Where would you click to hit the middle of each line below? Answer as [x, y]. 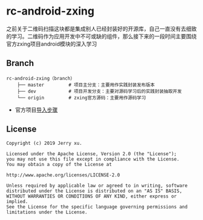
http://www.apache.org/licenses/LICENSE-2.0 [63, 175]
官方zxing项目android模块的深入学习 [52, 44]
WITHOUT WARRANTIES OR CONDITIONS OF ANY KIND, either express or [92, 196]
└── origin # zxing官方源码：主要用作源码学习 [82, 98]
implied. [17, 201]
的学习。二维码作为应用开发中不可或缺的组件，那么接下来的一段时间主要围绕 [101, 36]
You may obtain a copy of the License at [59, 164]
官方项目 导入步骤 [36, 110]
